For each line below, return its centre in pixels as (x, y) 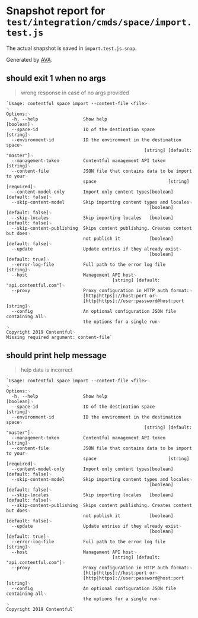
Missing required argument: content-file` (59, 337)
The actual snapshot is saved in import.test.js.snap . (71, 48)
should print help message (56, 355)
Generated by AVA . (29, 59)
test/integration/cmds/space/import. (99, 22)
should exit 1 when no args (56, 78)
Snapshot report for (56, 11)
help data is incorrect (47, 370)
